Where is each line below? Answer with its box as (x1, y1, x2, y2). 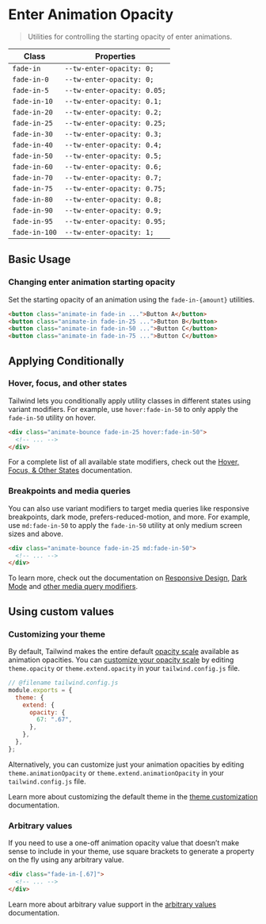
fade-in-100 (12, 228, 58, 237)
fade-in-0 (12, 75, 49, 84)
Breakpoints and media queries (8, 486, 131, 497)
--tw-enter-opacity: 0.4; (64, 141, 162, 149)
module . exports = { (8, 686, 73, 694)
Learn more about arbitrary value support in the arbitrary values (8, 899, 216, 909)
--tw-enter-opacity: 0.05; (64, 86, 166, 94)
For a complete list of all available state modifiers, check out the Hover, (8, 457, 240, 467)
